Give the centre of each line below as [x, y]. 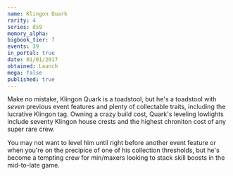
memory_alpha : [28, 33]
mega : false [25, 73]
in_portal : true [31, 54]
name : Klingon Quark [38, 14]
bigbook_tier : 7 [31, 40]
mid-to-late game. [33, 165]
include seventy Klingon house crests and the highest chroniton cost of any [117, 122]
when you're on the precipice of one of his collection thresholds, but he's [113, 150]
